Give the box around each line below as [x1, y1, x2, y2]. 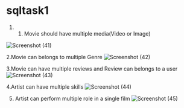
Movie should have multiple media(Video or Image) [24, 30, 151, 37]
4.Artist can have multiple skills [6, 83, 84, 91]
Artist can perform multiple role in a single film [14, 95, 130, 102]
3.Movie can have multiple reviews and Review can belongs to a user [6, 65, 178, 72]
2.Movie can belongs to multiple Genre [6, 53, 103, 60]
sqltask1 [6, 4, 49, 17]
